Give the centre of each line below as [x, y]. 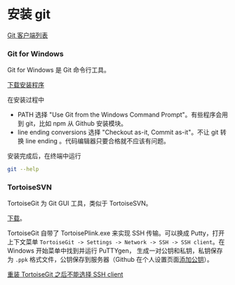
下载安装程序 [26, 85]
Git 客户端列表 [28, 35]
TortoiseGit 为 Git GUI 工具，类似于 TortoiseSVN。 [80, 204]
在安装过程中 [26, 100]
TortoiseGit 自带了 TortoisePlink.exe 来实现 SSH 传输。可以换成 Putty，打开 [116, 233]
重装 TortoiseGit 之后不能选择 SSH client [65, 274]
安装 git [29, 14]
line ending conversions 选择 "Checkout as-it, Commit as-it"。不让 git [118, 132]
